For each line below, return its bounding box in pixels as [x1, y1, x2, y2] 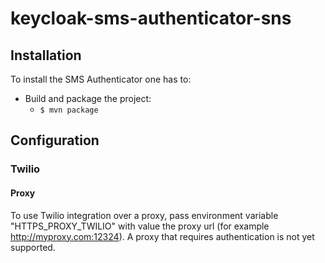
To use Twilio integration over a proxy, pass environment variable [10, 209, 279, 221]
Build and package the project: [24, 93, 152, 104]
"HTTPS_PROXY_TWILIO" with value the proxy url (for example [10, 220, 270, 232]
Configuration [10, 132, 100, 149]
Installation [10, 47, 82, 64]
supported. [10, 241, 56, 253]
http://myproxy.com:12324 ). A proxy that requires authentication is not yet [10, 230, 315, 242]
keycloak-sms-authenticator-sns [10, 7, 292, 30]
